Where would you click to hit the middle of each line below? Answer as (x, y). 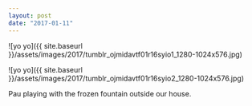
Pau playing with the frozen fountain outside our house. (100, 93)
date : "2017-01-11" (41, 23)
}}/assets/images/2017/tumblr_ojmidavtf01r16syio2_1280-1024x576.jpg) (126, 78)
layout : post (30, 16)
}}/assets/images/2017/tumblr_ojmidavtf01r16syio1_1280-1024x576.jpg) (126, 54)
